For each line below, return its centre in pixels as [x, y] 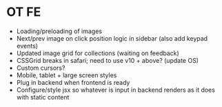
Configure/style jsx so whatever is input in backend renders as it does [115, 90]
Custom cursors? [41, 68]
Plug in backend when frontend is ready [73, 82]
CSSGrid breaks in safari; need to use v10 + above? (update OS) [108, 60]
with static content [43, 97]
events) [27, 46]
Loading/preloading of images [59, 31]
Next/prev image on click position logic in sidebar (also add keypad [112, 38]
